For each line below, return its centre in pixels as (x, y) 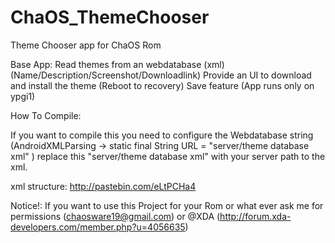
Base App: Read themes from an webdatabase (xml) (117, 64)
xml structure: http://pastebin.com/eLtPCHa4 (103, 186)
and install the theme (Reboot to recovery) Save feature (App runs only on (162, 85)
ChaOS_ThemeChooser (110, 17)
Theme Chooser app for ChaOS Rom (86, 45)
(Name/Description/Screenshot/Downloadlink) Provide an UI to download (161, 75)
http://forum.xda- (255, 216)
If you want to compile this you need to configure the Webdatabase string (162, 135)
